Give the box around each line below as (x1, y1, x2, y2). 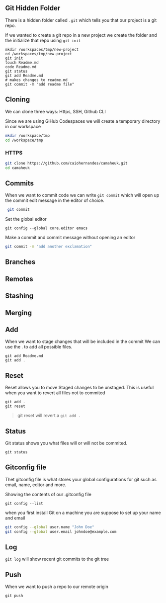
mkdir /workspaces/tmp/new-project (5, 47, 79, 52)
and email (5, 515, 25, 521)
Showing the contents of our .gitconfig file (5, 491, 92, 497)
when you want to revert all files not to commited (5, 390, 105, 396)
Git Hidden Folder (5, 4, 61, 12)
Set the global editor (5, 216, 47, 222)
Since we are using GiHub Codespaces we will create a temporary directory (5, 118, 161, 124)
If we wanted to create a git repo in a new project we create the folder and (5, 32, 158, 38)
